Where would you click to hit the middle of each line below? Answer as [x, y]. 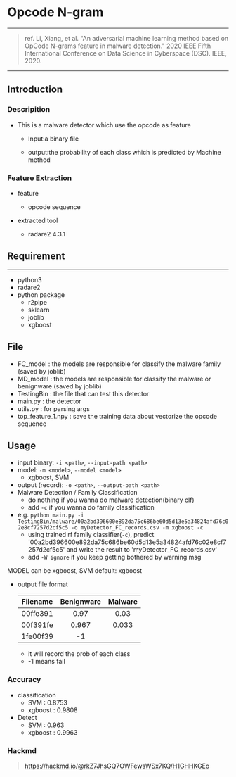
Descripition [29, 110]
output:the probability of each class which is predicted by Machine [124, 152]
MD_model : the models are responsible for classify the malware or [114, 379]
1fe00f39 [37, 636]
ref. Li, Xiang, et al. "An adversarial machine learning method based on [126, 38]
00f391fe [37, 625]
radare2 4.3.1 [46, 234]
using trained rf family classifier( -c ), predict [91, 535]
